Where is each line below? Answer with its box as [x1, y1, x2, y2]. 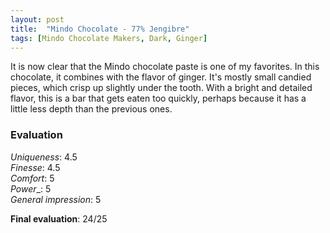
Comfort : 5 [10, 172, 55, 184]
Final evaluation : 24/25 [10, 212, 108, 225]
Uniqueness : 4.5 [10, 151, 78, 163]
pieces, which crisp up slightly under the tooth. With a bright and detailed [10, 82, 313, 94]
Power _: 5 [10, 182, 52, 195]
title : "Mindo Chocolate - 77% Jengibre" [10, 24, 190, 34]
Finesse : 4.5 [10, 161, 61, 173]
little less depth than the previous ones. [10, 103, 173, 115]
